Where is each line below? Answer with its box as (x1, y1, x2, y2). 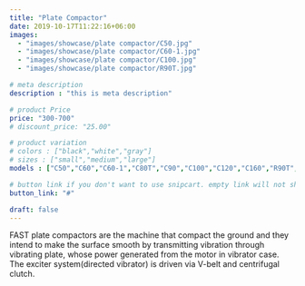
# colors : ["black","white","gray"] (9, 147, 152, 156)
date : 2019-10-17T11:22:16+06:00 (9, 22, 136, 31)
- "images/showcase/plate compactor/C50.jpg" (17, 38, 193, 48)
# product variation (9, 138, 88, 148)
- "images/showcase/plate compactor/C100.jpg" (17, 55, 197, 64)
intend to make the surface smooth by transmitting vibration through (9, 240, 265, 251)
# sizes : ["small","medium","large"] (9, 155, 156, 164)
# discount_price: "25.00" (9, 122, 112, 132)
